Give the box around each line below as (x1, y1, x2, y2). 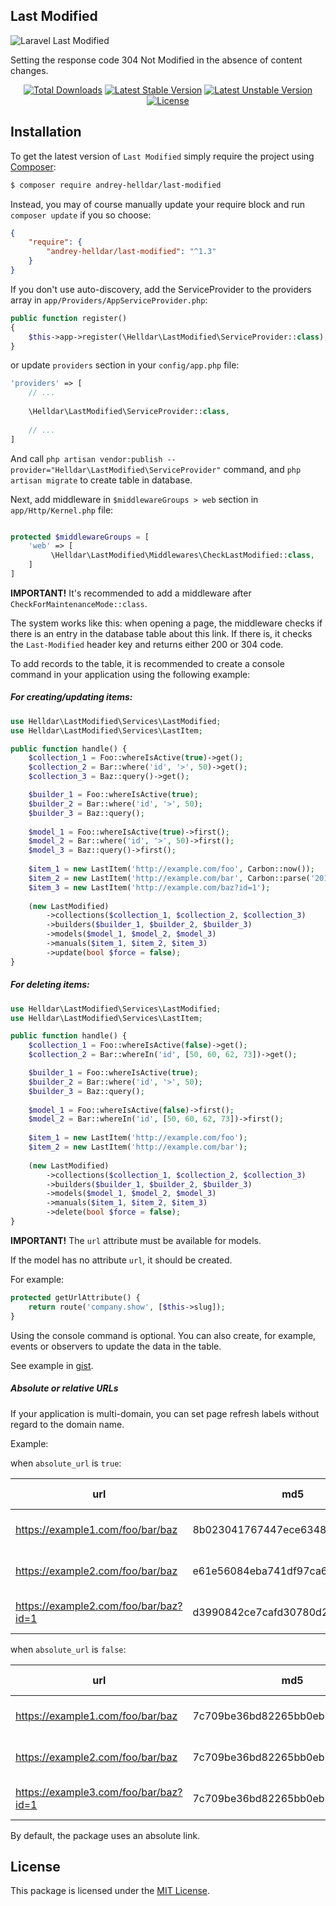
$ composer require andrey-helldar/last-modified (10, 180, 222, 190)
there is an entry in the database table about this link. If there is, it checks (10, 627, 313, 639)
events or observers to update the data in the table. (10, 1340, 222, 1352)
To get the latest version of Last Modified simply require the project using (10, 150, 315, 162)
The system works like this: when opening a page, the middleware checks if (10, 617, 323, 629)
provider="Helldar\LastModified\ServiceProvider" (10, 465, 222, 475)
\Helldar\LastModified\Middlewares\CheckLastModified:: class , (50, 550, 315, 561)
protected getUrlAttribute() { (10, 1292, 141, 1303)
